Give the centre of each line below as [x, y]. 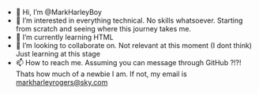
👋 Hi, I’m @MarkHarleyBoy [59, 12]
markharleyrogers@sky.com [62, 82]
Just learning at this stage [58, 54]
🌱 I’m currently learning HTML [64, 37]
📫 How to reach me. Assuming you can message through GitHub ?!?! [129, 62]
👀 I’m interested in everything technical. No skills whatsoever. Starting [129, 20]
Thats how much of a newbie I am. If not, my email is [101, 74]
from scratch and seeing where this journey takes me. [103, 29]
